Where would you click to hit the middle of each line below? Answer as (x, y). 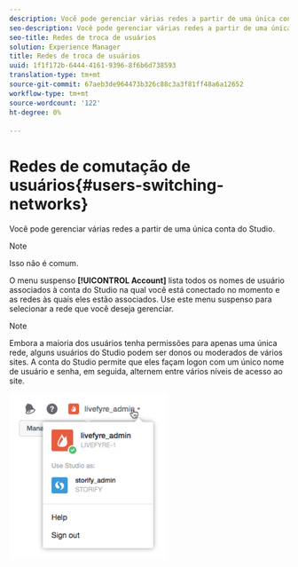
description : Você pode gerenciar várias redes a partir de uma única (142, 19)
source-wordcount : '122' (55, 103)
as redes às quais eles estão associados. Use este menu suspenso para (141, 299)
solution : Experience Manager (65, 47)
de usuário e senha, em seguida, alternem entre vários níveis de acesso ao (146, 372)
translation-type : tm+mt (55, 75)
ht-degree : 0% (35, 112)
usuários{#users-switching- (117, 185)
